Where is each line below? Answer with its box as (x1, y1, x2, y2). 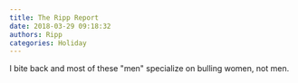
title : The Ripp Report (9, 13, 100, 23)
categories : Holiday (9, 38, 88, 48)
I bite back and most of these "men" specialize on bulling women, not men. (9, 63, 290, 74)
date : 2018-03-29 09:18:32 (9, 22, 111, 31)
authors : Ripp (9, 30, 63, 39)
